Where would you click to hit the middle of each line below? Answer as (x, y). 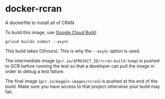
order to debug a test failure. (35, 71)
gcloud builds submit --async (37, 41)
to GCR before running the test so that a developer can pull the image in (80, 66)
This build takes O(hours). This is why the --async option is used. (73, 51)
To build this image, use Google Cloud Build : (51, 32)
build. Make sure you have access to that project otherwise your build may (83, 86)
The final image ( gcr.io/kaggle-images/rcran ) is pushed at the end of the (81, 81)
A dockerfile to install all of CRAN (40, 23)
